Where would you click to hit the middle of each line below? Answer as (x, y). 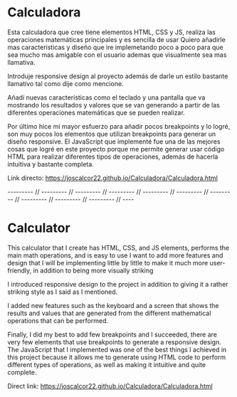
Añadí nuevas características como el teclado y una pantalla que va (106, 97)
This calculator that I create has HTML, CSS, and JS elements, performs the (118, 248)
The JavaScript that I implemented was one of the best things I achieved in (117, 349)
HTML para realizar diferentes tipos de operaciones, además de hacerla (113, 157)
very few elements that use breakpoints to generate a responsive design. (115, 342)
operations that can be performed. (58, 320)
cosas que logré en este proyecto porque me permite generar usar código (116, 149)
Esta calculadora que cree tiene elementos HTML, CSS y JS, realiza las (111, 32)
